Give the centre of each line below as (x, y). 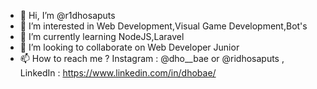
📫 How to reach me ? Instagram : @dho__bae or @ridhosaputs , (152, 58)
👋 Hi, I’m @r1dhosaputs (67, 15)
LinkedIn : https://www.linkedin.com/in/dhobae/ (118, 73)
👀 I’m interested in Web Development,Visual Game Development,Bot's (163, 26)
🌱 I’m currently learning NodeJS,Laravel (102, 36)
